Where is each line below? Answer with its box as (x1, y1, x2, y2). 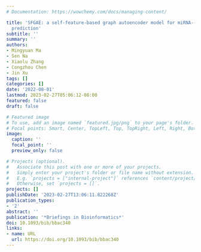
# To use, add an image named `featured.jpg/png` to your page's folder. (6, 119, 194, 126)
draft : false (6, 103, 39, 109)
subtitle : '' (6, 31, 39, 37)
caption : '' (11, 136, 42, 143)
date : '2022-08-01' (6, 86, 55, 93)
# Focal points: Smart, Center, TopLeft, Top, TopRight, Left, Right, (6, 125, 186, 131)
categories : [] (6, 81, 44, 87)
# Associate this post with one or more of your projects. (6, 164, 162, 170)
